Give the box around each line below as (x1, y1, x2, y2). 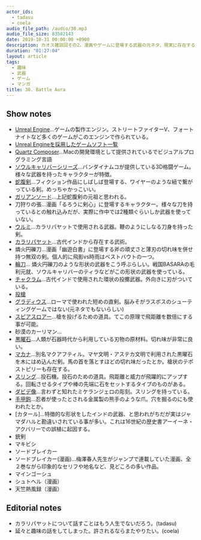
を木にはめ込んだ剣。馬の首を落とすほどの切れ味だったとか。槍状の (14, 358, 184, 365)
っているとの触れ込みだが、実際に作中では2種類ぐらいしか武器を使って (14, 208, 191, 215)
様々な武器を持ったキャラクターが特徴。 (14, 170, 115, 177)
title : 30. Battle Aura (6, 87, 66, 93)
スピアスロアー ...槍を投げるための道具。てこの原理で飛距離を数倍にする (14, 313, 193, 320)
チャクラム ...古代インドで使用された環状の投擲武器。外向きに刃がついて (14, 275, 193, 282)
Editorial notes (6, 503, 62, 513)
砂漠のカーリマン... (14, 328, 62, 335)
